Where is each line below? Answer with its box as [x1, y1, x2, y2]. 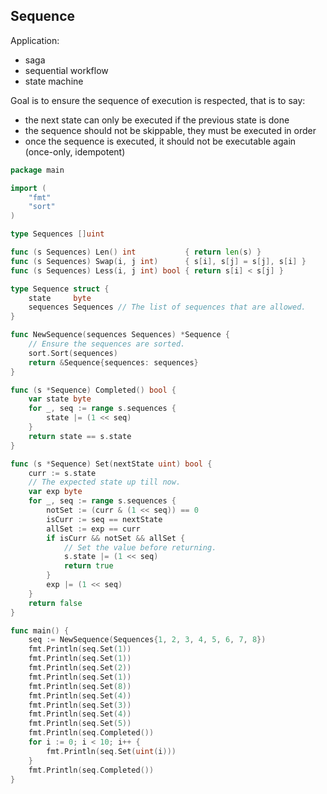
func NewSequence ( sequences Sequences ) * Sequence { [10, 330, 230, 340]
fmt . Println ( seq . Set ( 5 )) [28, 719, 132, 729]
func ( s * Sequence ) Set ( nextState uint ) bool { [10, 459, 213, 469]
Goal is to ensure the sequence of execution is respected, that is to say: [10, 94, 306, 106]
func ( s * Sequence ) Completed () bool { [10, 385, 177, 395]
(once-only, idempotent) [24, 145, 126, 158]
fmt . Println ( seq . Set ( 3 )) [28, 700, 132, 710]
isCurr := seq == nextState [46, 514, 163, 524]
